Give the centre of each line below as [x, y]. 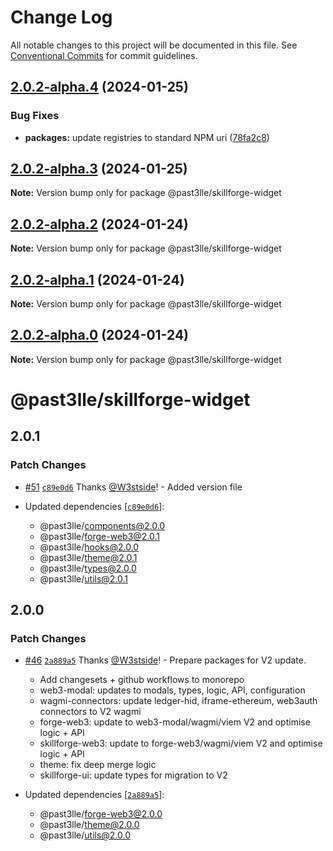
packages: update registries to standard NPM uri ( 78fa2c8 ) [147, 137]
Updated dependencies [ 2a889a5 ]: [94, 795]
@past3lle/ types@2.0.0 [88, 568]
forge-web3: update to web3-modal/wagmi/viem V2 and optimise [175, 722]
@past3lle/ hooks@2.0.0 [89, 547]
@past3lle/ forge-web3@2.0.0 [101, 814]
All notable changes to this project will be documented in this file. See [154, 45]
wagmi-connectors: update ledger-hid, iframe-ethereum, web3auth [178, 701]
